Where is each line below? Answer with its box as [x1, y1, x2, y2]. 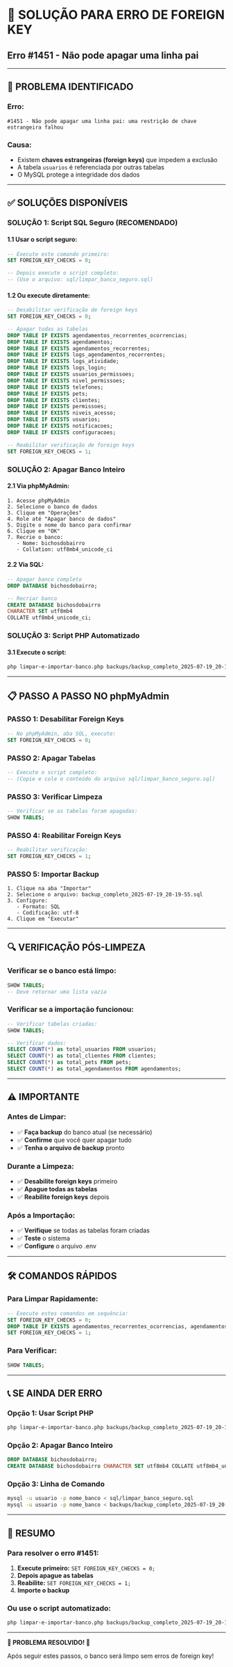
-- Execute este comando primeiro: [7, 250, 110, 257]
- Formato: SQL [16, 903, 60, 910]
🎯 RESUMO [7, 1527, 55, 1539]
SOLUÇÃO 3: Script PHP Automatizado [7, 631, 140, 641]
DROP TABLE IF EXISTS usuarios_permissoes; [7, 371, 135, 378]
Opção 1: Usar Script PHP [7, 1408, 94, 1418]
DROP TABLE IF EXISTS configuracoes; [7, 428, 116, 436]
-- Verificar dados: [7, 1040, 67, 1047]
